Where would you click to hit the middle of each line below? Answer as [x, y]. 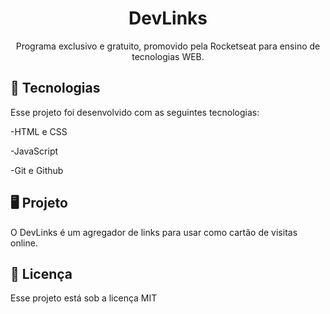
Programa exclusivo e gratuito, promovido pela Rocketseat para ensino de [168, 46]
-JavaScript [34, 151]
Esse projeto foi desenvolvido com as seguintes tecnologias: [135, 112]
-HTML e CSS [39, 131]
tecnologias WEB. [168, 56]
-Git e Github [37, 170]
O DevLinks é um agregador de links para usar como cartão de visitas [154, 232]
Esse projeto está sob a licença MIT [84, 298]
